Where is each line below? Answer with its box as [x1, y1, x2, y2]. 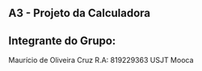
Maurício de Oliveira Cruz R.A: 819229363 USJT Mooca [8, 56, 194, 65]
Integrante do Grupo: [8, 34, 116, 48]
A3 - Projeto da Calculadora [8, 6, 151, 20]
